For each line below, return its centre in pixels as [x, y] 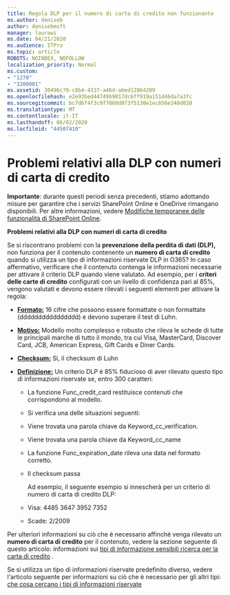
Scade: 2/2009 [49, 521]
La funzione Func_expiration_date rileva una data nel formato [114, 453]
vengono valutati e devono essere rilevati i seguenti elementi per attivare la [114, 289]
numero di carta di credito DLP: [72, 494]
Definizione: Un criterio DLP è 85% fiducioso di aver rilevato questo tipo [120, 372]
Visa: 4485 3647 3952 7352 [67, 508]
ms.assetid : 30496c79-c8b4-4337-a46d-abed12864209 [81, 90]
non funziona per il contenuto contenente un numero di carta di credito [109, 253]
